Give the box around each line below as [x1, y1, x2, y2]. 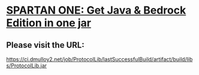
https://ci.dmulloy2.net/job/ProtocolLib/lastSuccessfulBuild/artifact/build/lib [6, 56, 193, 62]
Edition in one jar [6, 16, 92, 30]
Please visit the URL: [6, 40, 85, 50]
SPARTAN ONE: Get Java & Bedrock [6, 4, 186, 17]
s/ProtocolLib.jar [6, 62, 47, 69]
